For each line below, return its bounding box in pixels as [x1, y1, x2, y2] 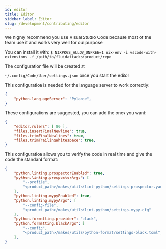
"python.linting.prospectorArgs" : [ [14, 175, 90, 180]
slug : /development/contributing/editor [5, 21, 90, 26]
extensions [5, 55, 28, 60]
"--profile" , [23, 179, 50, 185]
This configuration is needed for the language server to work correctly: [5, 82, 150, 88]
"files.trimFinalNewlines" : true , [14, 133, 85, 138]
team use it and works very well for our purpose [5, 40, 103, 46]
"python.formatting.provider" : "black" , [14, 216, 98, 221]
